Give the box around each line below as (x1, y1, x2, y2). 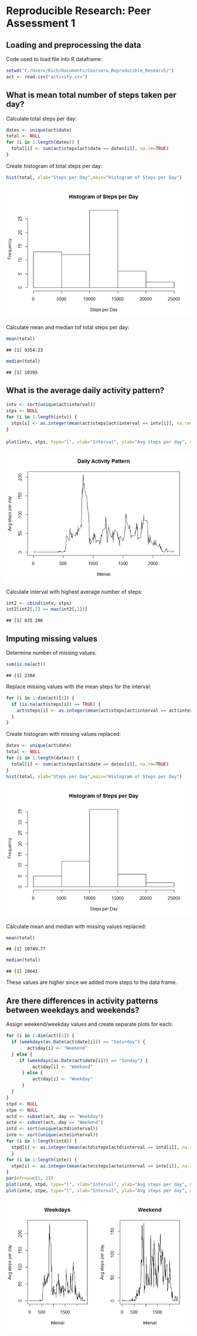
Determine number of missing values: (6, 649, 97, 657)
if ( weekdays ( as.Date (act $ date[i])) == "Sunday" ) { (19, 1057, 148, 1063)
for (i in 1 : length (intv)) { (6, 414, 77, 420)
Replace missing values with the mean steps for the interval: (6, 683, 151, 690)
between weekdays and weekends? (6, 1005, 140, 1015)
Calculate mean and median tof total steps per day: (6, 323, 130, 330)
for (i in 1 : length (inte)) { (6, 1157, 77, 1163)
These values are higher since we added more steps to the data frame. (6, 979, 177, 986)
